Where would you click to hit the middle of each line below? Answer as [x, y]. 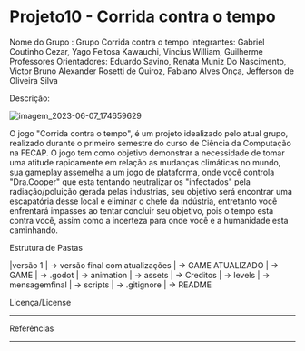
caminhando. [34, 230]
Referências [32, 328]
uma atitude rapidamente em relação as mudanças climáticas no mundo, [145, 162]
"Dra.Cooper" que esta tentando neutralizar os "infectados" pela [130, 181]
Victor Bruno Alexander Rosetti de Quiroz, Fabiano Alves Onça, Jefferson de [152, 71]
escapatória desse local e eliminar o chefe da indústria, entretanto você [143, 201]
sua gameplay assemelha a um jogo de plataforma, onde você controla [142, 172]
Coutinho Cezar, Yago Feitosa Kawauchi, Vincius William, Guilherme [136, 51]
